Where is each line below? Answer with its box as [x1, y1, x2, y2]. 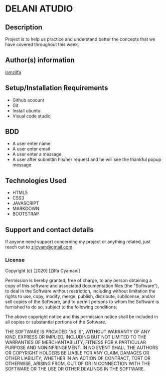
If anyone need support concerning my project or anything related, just [5, 238, 151, 245]
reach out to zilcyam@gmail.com [5, 244, 73, 250]
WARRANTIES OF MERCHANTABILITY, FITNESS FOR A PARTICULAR [5, 339, 146, 345]
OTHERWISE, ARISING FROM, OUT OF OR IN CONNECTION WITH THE [5, 360, 151, 366]
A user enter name [12, 140, 51, 146]
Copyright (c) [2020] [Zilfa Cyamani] [5, 268, 80, 274]
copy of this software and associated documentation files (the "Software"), [5, 283, 160, 289]
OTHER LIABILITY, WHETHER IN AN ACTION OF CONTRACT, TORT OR [5, 355, 151, 361]
